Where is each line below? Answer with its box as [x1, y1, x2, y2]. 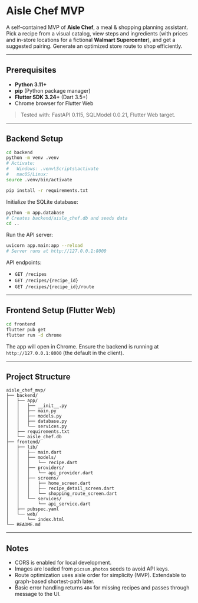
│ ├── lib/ [6, 444, 38, 450]
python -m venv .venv [6, 155, 60, 161]
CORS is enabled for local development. [14, 559, 112, 566]
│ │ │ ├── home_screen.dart [6, 480, 91, 487]
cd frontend [6, 321, 35, 327]
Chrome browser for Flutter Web [14, 99, 94, 107]
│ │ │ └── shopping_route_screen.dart [6, 491, 117, 497]
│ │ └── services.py [6, 423, 67, 429]
